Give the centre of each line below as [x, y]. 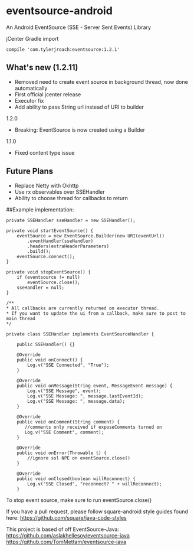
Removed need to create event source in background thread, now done [101, 81]
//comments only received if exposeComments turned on [93, 427]
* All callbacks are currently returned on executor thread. [83, 308]
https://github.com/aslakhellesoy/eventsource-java [68, 535]
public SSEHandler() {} [46, 344]
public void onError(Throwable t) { [62, 453]
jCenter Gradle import [32, 38]
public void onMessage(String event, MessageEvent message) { [95, 386]
